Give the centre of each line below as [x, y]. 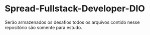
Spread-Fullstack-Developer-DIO [75, 9]
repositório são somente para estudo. [43, 27]
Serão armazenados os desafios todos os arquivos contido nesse [72, 22]
